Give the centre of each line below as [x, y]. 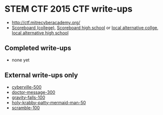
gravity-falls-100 [28, 97]
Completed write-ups [38, 48]
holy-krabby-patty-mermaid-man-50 [49, 102]
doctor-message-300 [34, 92]
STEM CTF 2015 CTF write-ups [69, 9]
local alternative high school [40, 33]
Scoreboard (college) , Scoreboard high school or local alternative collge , [85, 27]
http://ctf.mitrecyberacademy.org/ [46, 22]
